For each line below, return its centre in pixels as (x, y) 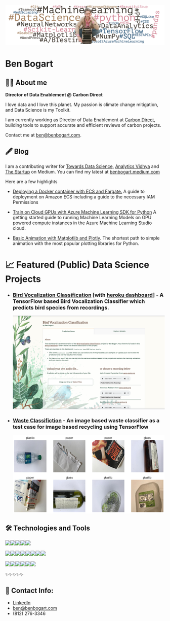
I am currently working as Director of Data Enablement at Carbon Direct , (80, 120)
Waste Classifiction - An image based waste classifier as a (86, 421)
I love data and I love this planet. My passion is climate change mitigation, (82, 105)
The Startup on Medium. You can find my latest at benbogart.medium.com (83, 171)
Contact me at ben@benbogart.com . (44, 135)
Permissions (26, 202)
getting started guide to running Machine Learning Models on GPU (82, 217)
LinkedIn (22, 603)
